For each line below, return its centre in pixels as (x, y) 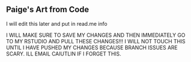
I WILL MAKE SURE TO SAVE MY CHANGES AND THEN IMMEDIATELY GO (96, 35)
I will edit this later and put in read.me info (57, 23)
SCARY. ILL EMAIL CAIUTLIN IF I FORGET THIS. (64, 54)
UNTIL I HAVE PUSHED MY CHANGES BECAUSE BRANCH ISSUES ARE (92, 47)
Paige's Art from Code (48, 10)
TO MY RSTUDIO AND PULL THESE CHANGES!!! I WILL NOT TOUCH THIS (96, 41)
